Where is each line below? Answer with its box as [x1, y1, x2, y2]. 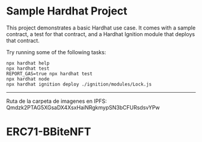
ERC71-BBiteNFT [6, 125, 91, 139]
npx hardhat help [6, 60, 50, 66]
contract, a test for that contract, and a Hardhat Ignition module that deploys [6, 30, 195, 37]
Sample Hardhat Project [6, 4, 127, 18]
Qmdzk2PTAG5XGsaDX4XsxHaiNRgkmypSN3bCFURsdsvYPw [6, 103, 161, 111]
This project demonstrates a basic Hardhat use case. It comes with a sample [6, 24, 196, 31]
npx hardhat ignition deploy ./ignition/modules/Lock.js [6, 81, 152, 87]
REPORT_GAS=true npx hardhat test [6, 70, 93, 76]
